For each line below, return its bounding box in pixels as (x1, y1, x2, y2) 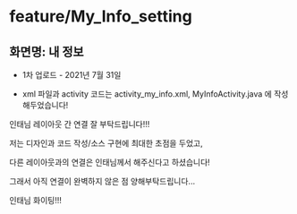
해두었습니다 (21, 100, 67, 110)
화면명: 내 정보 (9, 44, 84, 59)
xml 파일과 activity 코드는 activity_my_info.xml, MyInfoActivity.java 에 (21, 89, 273, 99)
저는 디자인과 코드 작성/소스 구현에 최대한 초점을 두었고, (9, 138, 203, 149)
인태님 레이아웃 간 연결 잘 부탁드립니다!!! (9, 119, 150, 129)
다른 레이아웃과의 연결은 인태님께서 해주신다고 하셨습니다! (9, 157, 210, 167)
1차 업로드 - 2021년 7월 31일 (21, 70, 122, 80)
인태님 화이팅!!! (9, 195, 63, 205)
